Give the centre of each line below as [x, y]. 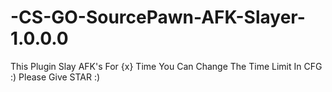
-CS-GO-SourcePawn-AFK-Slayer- [158, 17]
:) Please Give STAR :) [55, 77]
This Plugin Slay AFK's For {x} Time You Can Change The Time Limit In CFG [166, 66]
